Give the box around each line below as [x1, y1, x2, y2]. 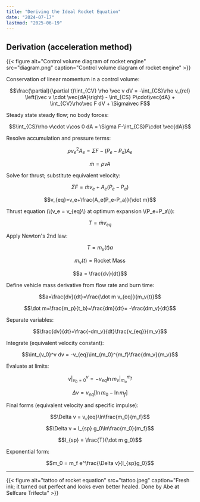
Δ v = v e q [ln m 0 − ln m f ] [72, 389, 128, 398]
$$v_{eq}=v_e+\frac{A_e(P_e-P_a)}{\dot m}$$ [43, 196, 157, 204]
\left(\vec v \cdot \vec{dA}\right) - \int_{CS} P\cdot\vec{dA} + [24, 94, 176, 101]
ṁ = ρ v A [89, 160, 111, 167]
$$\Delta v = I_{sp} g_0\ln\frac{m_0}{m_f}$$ [45, 425, 155, 432]
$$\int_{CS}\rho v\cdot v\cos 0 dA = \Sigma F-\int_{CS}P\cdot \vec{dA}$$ [8, 123, 192, 130]
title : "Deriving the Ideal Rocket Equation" [6, 8, 121, 15]
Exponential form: [6, 448, 49, 455]
